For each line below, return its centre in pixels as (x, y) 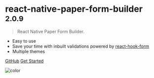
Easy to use (24, 41)
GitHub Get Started (24, 61)
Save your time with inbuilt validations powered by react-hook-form (80, 46)
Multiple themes (29, 51)
